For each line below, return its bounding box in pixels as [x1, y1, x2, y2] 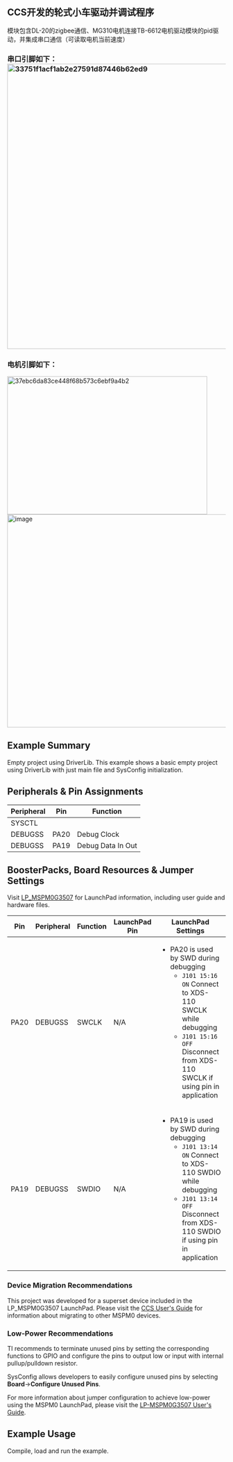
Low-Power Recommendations [7, 1329, 114, 1338]
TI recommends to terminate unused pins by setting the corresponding [7, 1345, 209, 1353]
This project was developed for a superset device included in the [7, 1296, 193, 1304]
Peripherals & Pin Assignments [7, 786, 144, 797]
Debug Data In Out [77, 840, 137, 850]
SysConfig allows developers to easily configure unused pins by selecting [7, 1372, 218, 1381]
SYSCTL [10, 818, 38, 828]
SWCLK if [182, 1073, 214, 1083]
